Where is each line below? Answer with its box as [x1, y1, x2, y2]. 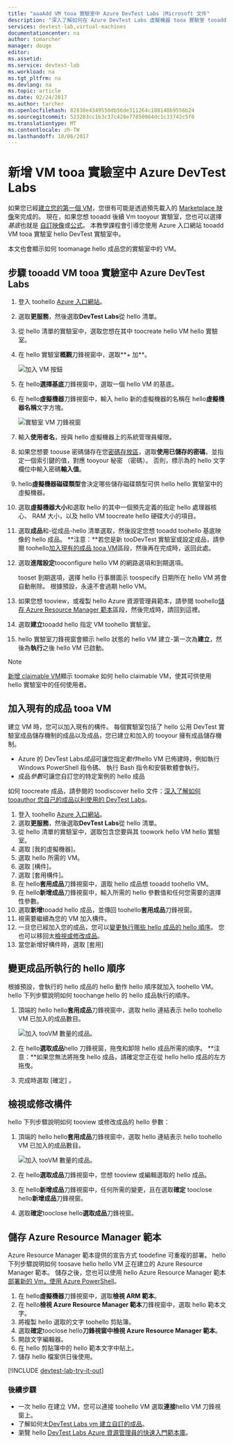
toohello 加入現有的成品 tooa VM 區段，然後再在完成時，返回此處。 [26, 544, 215, 552]
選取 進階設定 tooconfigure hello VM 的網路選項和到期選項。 [17, 559, 187, 566]
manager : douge [8, 42, 52, 49]
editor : [8, 49, 31, 56]
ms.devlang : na [8, 81, 52, 88]
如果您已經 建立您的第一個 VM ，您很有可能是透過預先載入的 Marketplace [8, 204, 215, 212]
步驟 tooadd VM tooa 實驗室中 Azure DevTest [8, 267, 206, 278]
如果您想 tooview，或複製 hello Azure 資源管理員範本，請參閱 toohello [17, 597, 219, 605]
